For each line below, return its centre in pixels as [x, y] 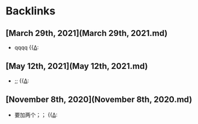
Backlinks [31, 11]
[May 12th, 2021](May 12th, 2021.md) [77, 66]
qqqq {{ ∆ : [26, 47]
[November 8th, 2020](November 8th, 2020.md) [99, 100]
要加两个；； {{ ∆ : [36, 114]
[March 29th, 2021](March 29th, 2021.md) [87, 33]
